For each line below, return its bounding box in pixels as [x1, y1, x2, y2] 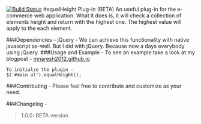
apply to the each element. [6, 24, 73, 32]
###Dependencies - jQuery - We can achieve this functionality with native [6, 36, 190, 43]
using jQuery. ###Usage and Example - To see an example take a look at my [6, 49, 195, 56]
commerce [6, 12, 33, 19]
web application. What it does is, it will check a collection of [34, 12, 182, 19]
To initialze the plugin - [6, 67, 74, 73]
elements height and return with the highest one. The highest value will [6, 18, 182, 25]
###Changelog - [6, 100, 47, 107]
